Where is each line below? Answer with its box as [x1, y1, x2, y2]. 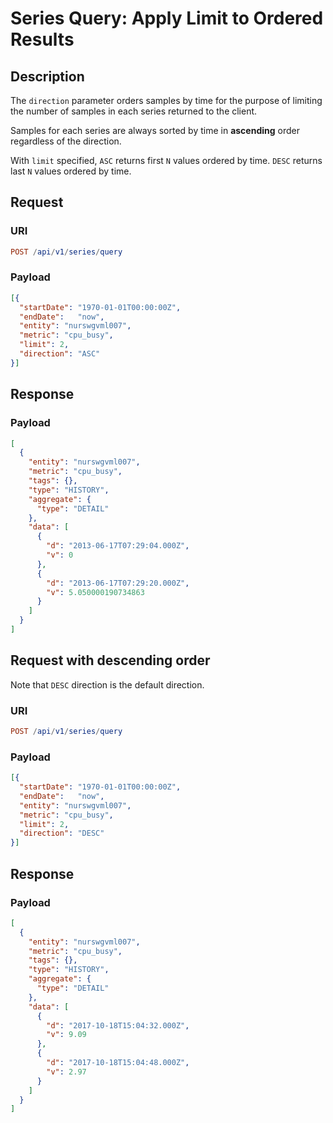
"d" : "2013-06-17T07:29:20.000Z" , [46, 578, 190, 588]
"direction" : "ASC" [19, 349, 101, 359]
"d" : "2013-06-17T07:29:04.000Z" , [46, 541, 190, 551]
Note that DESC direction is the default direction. [10, 678, 205, 691]
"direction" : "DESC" [19, 828, 105, 839]
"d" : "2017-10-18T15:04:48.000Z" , [46, 1058, 190, 1068]
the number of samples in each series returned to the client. [10, 105, 258, 117]
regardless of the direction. [10, 135, 122, 147]
